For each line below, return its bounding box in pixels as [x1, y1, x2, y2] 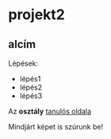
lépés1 [19, 74, 41, 83]
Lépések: [8, 58, 39, 68]
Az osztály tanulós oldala [8, 106, 92, 116]
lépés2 [19, 82, 43, 92]
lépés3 [19, 91, 43, 101]
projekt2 [8, 6, 65, 24]
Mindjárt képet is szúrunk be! [8, 122, 104, 131]
